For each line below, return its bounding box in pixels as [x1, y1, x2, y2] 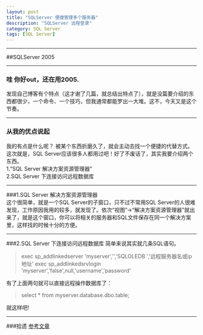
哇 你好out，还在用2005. [6, 75, 80, 84]
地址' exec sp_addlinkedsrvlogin [21, 260, 101, 267]
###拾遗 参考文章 [6, 322, 50, 330]
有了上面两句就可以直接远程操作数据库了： [6, 279, 112, 287]
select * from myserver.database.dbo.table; [21, 291, 130, 299]
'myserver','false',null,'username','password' [21, 267, 131, 274]
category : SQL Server [6, 25, 61, 32]
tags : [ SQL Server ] [6, 31, 56, 37]
